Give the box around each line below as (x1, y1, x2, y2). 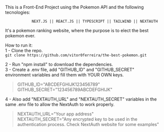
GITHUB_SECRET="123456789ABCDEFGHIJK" (17, 87, 113, 93)
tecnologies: (5, 9, 31, 15)
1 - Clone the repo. (5, 48, 43, 53)
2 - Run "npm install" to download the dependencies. (5, 62, 113, 67)
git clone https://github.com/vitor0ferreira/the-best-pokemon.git (5, 53, 147, 58)
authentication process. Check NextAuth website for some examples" (17, 122, 160, 127)
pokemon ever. (5, 33, 36, 38)
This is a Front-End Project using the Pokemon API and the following (5, 4, 144, 10)
